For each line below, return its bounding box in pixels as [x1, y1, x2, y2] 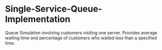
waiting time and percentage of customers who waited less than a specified [5, 35, 157, 41]
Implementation [5, 14, 71, 25]
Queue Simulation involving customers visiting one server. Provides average [5, 30, 158, 35]
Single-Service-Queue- [5, 3, 102, 15]
